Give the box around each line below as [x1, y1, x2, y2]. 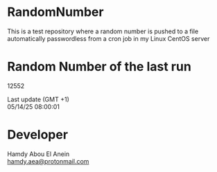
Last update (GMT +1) [7, 95, 69, 103]
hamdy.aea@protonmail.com [7, 157, 89, 165]
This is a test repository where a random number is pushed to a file [7, 27, 199, 35]
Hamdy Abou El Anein [7, 150, 70, 158]
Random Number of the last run [7, 59, 192, 75]
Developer [7, 127, 68, 143]
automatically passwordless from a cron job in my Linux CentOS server [7, 34, 210, 42]
